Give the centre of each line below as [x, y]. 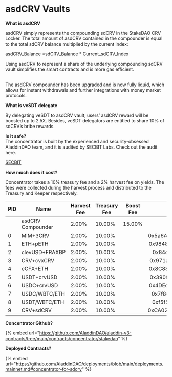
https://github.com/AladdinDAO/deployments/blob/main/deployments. [90, 364]
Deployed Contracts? [28, 348]
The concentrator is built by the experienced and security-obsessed [77, 141]
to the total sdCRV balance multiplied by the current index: [67, 44]
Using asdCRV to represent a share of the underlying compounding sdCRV [84, 64]
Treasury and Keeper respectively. [41, 193]
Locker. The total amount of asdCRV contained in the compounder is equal [84, 38]
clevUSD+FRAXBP [43, 252]
